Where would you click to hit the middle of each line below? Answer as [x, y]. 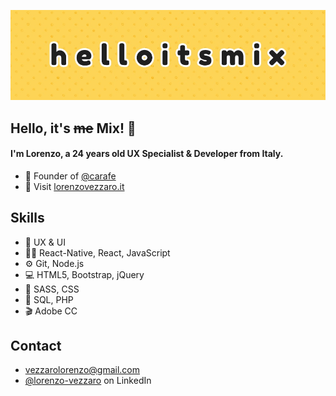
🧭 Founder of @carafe [70, 176]
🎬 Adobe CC [51, 311]
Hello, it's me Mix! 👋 [73, 128]
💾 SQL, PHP [49, 299]
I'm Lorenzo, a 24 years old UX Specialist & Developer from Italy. [147, 154]
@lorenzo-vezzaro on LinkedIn [88, 381]
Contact [36, 345]
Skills [27, 218]
